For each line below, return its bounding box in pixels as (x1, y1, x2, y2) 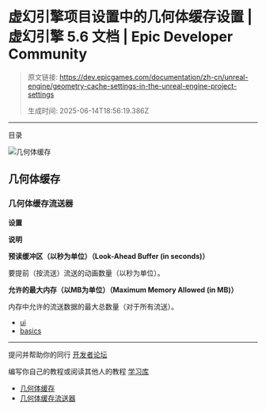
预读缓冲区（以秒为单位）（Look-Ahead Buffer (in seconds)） (8, 251, 210, 260)
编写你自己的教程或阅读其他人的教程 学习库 (8, 366, 149, 376)
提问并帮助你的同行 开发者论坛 (8, 350, 108, 359)
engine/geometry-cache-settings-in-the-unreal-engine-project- (27, 81, 237, 90)
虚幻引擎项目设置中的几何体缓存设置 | (8, 8, 253, 26)
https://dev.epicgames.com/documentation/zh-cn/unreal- (59, 72, 249, 82)
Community (8, 45, 88, 63)
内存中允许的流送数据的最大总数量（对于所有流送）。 (8, 302, 178, 311)
